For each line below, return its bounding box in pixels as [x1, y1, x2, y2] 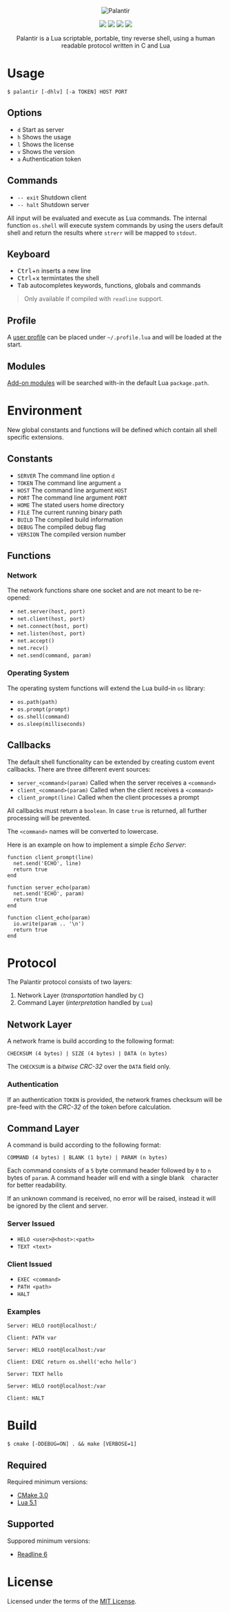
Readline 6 [17, 1550, 48, 1558]
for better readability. [7, 1181, 67, 1190]
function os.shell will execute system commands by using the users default [7, 221, 224, 229]
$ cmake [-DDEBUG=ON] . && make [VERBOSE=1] [7, 1441, 137, 1448]
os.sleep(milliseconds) [17, 720, 86, 727]
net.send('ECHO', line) [13, 860, 81, 867]
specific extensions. [7, 433, 64, 441]
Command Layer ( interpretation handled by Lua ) [17, 999, 154, 1007]
